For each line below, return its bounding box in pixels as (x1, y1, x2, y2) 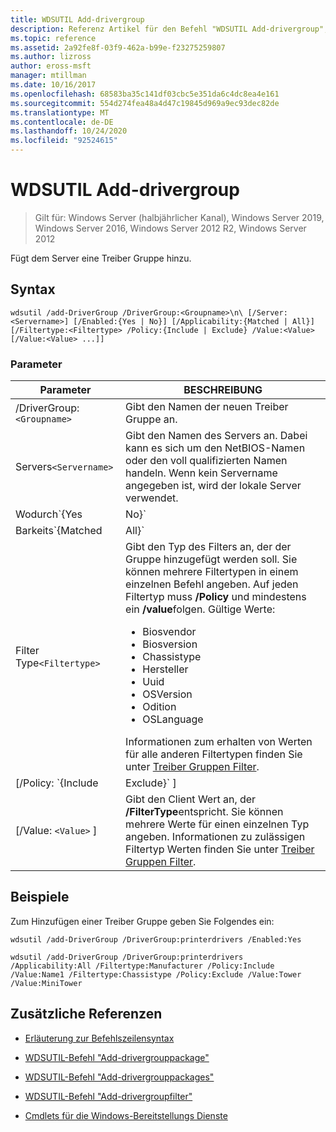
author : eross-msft (10, 61, 92, 71)
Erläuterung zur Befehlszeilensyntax (24, 1032, 175, 1044)
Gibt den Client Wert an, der (125, 792, 257, 806)
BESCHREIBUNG (183, 383, 263, 397)
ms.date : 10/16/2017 (10, 80, 97, 90)
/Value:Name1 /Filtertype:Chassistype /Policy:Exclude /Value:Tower (10, 969, 302, 980)
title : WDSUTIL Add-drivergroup (10, 14, 145, 25)
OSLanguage (142, 712, 204, 726)
